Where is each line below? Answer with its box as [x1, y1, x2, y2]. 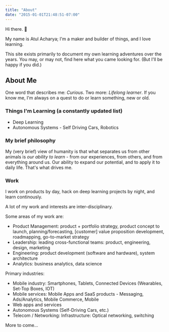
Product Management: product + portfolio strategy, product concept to [12, 223, 160, 230]
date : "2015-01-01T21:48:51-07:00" [5, 12, 80, 17]
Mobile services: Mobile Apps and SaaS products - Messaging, [12, 291, 144, 297]
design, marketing [12, 245, 50, 251]
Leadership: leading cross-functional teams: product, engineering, [12, 239, 151, 245]
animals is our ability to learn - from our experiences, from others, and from [5, 153, 163, 159]
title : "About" [5, 7, 37, 13]
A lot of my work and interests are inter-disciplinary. [5, 204, 113, 210]
